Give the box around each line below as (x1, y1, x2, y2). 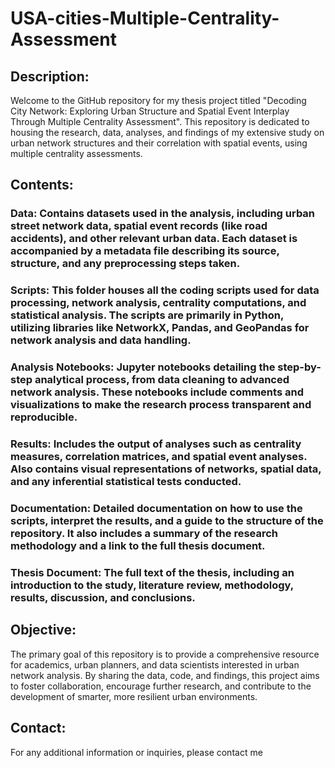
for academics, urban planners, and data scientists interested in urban (10, 658, 300, 671)
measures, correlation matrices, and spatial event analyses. (10, 450, 308, 464)
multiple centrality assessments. (10, 148, 143, 159)
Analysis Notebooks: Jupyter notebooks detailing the (10, 360, 276, 374)
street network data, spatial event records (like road (10, 219, 268, 233)
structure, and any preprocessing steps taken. (10, 257, 241, 271)
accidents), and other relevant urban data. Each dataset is (10, 232, 298, 246)
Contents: (10, 177, 74, 194)
